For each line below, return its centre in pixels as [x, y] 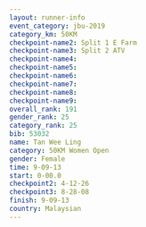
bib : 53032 [29, 134]
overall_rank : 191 [43, 109]
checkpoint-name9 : [43, 101]
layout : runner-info [48, 17]
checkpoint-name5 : [43, 68]
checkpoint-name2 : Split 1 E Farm [73, 42]
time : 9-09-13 [36, 167]
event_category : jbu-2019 [57, 26]
